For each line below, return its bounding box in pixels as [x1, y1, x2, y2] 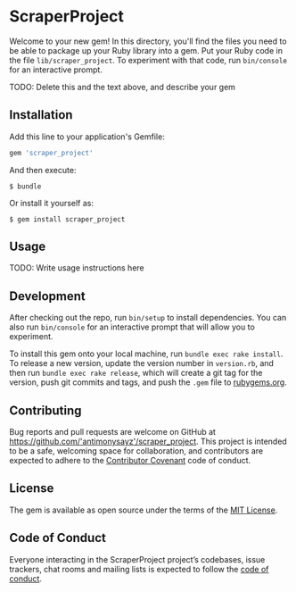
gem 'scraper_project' [9, 148, 94, 157]
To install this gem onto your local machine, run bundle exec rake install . [9, 348, 284, 359]
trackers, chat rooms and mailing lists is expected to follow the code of [9, 563, 269, 574]
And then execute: [9, 164, 77, 175]
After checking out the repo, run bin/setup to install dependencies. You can [9, 313, 287, 323]
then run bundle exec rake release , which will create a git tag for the [9, 368, 263, 379]
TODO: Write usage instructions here [9, 263, 144, 273]
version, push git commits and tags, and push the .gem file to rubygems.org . [9, 377, 288, 388]
